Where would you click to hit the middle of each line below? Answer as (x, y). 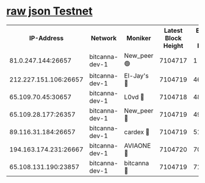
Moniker (139, 38)
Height (173, 46)
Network (104, 38)
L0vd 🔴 (134, 97)
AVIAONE (138, 145)
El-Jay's (136, 75)
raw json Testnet (49, 11)
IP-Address (46, 38)
